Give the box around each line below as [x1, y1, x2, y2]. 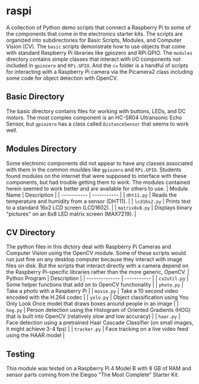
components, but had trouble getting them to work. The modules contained [6, 179, 190, 186]
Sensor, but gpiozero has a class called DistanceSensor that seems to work [6, 120, 189, 127]
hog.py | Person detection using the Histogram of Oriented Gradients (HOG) [6, 307, 191, 314]
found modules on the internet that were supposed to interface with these [6, 172, 187, 179]
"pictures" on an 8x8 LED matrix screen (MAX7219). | [6, 210, 137, 217]
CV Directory [6, 227, 55, 238]
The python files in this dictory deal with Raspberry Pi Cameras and [6, 243, 171, 251]
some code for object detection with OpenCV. [6, 74, 118, 82]
